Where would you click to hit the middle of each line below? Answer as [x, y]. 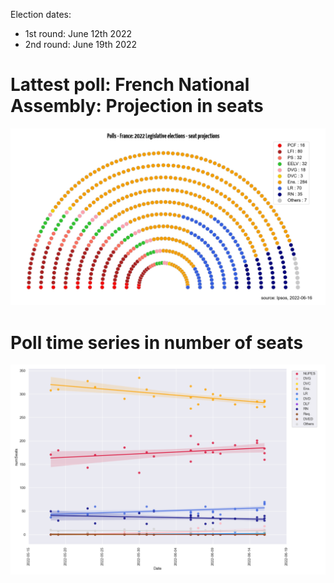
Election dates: [41, 14]
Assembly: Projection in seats [137, 106]
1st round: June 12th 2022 [78, 33]
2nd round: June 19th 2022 [81, 44]
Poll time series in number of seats [157, 342]
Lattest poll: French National [130, 85]
